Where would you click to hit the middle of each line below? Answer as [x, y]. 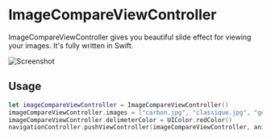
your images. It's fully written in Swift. [71, 45]
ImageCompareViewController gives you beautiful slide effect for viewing [130, 37]
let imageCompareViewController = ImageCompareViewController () [119, 105]
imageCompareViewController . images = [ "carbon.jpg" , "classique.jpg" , [129, 112]
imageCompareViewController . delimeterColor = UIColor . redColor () [120, 120]
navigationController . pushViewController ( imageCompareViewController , [129, 127]
